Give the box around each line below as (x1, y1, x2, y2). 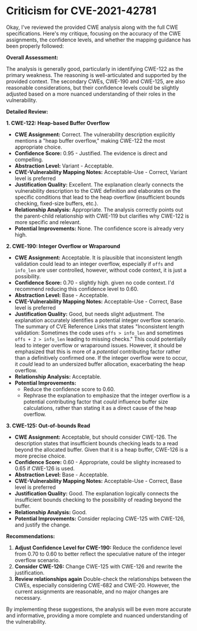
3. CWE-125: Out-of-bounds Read (6, 422, 91, 429)
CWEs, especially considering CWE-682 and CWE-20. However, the (14, 581, 180, 589)
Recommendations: (6, 533, 55, 540)
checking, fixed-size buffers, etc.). (14, 199, 99, 207)
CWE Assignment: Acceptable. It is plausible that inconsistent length (14, 254, 182, 261)
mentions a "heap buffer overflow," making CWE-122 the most (14, 137, 166, 144)
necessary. (14, 594, 42, 601)
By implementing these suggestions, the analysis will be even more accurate (6, 606, 192, 613)
